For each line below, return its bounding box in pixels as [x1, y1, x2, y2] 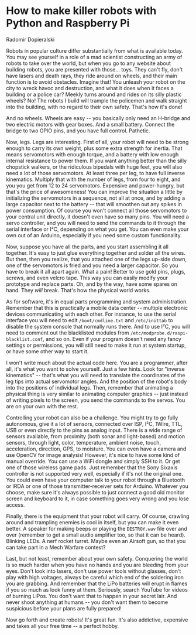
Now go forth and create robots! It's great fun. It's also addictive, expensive [6, 616, 188, 623]
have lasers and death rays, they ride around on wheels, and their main [6, 72, 177, 79]
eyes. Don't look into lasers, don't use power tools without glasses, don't [6, 567, 181, 575]
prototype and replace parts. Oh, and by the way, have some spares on [6, 280, 177, 288]
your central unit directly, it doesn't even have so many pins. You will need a [6, 213, 189, 220]
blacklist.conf [6, 336, 43, 342]
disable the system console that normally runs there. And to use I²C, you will [6, 323, 190, 330]
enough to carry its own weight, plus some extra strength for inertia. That [6, 145, 183, 152]
